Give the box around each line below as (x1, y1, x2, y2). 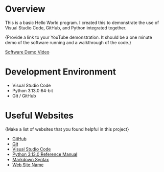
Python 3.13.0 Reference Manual (12, 151, 77, 157)
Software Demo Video (5, 49, 50, 55)
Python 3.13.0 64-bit (12, 87, 53, 94)
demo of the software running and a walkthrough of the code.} (5, 39, 131, 45)
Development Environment (5, 66, 116, 77)
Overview (5, 3, 46, 15)
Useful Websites (5, 110, 74, 121)
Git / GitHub (12, 93, 36, 98)
